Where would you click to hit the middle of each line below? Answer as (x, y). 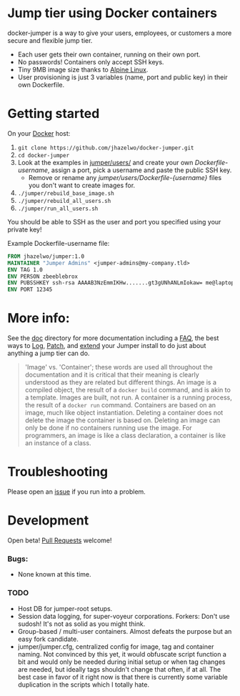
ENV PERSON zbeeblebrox (43, 277)
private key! (25, 229)
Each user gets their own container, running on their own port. (109, 54)
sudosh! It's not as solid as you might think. (81, 624)
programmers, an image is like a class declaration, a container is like (125, 436)
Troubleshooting (58, 472)
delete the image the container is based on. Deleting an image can (122, 420)
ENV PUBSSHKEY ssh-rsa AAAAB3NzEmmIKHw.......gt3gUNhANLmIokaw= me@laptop (121, 283)
